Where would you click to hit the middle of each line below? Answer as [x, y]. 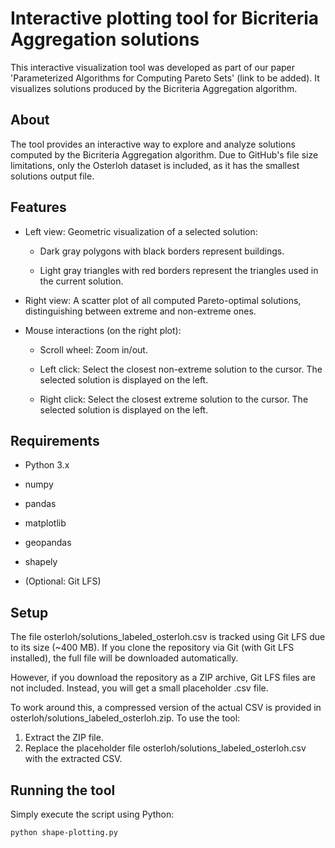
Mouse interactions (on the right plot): [103, 330]
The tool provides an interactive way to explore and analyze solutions [153, 144]
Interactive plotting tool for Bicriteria [165, 18]
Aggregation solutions [105, 39]
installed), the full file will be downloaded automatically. [124, 658]
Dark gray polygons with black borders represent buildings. [162, 251]
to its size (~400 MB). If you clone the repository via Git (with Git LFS [152, 648]
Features [38, 207]
